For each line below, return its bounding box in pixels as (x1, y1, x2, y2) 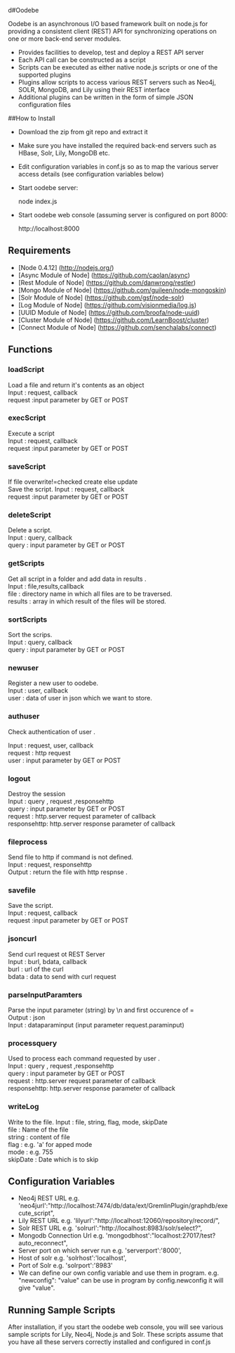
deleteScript (8, 510, 51, 520)
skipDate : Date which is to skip (8, 1155, 99, 1163)
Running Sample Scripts (8, 1304, 116, 1316)
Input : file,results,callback (8, 582, 84, 590)
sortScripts (8, 615, 48, 624)
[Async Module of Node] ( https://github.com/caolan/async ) (18, 271, 190, 279)
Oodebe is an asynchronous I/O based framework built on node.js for (8, 20, 208, 27)
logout (8, 774, 31, 783)
